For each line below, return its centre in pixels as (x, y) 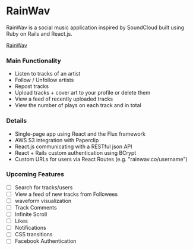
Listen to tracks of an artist (48, 74)
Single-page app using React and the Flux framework (80, 134)
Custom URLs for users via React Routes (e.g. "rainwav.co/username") (101, 159)
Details (17, 121)
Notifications (30, 228)
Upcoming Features (35, 174)
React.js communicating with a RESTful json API (73, 146)
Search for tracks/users (44, 187)
